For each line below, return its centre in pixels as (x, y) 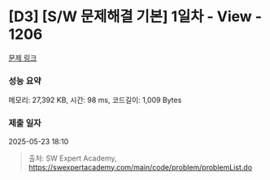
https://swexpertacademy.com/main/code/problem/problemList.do (140, 167)
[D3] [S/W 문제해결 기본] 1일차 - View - (135, 17)
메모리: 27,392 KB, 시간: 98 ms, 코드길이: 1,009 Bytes (95, 100)
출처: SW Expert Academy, (72, 158)
